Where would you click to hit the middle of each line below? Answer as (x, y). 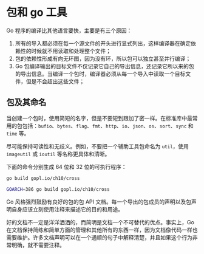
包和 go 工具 (37, 12)
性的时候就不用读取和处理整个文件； (66, 51)
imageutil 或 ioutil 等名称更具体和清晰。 (58, 154)
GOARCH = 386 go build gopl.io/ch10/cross (58, 189)
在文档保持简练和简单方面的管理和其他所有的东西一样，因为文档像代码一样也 (102, 230)
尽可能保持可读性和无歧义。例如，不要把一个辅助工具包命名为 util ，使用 (98, 146)
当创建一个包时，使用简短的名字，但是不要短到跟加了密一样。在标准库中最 (99, 118)
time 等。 (18, 133)
